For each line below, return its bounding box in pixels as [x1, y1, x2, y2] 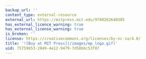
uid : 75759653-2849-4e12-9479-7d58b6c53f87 [5, 46, 100, 51]
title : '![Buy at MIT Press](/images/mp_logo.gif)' [5, 41, 118, 46]
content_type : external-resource [5, 12, 77, 17]
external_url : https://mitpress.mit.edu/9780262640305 [5, 17, 125, 22]
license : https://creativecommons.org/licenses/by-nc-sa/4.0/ [5, 36, 141, 42]
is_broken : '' [5, 31, 36, 36]
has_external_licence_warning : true [5, 22, 84, 27]
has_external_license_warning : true [5, 27, 84, 32]
